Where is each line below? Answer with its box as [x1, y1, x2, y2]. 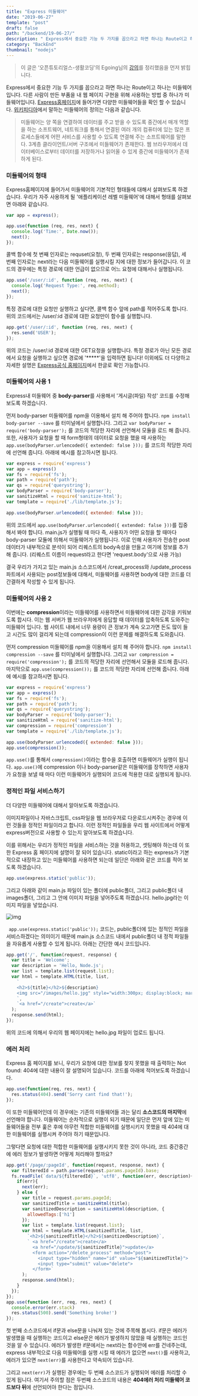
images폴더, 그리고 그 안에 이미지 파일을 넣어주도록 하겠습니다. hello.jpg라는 [6, 894, 183, 901]
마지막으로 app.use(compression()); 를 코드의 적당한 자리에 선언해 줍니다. [6, 665, 179, 672]
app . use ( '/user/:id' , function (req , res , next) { [6, 278, 133, 283]
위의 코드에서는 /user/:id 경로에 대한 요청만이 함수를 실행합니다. [6, 312, 152, 319]
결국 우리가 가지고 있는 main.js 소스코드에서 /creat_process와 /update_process [6, 563, 192, 570]
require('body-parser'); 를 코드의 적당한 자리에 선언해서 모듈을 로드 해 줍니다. [6, 427, 191, 434]
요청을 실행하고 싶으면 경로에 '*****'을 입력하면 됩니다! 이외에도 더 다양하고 [16, 354, 190, 361]
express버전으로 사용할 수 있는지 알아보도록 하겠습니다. [6, 829, 134, 836]
